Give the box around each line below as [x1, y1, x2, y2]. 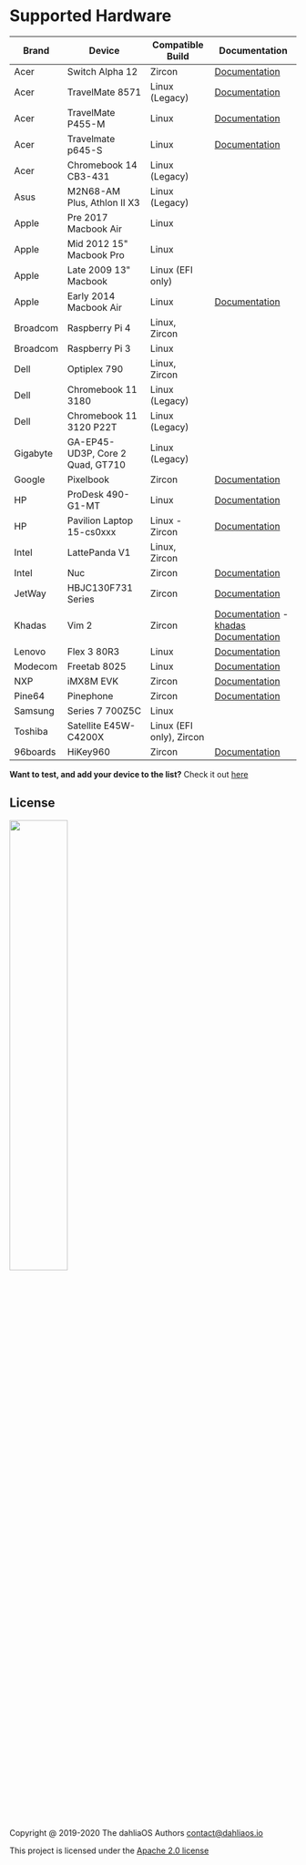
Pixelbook [66, 473, 109, 486]
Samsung [14, 704, 55, 716]
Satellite [66, 719, 102, 732]
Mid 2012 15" [66, 237, 128, 250]
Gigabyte [14, 447, 53, 459]
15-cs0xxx [66, 525, 117, 538]
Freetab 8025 [66, 660, 127, 673]
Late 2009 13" [66, 263, 131, 276]
